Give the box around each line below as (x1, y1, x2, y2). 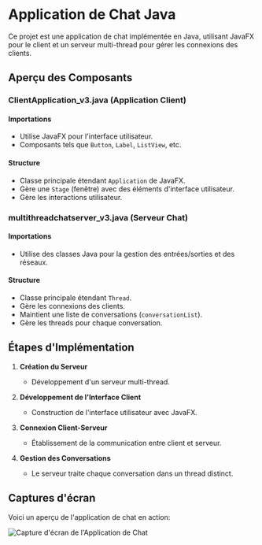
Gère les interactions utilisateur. (19, 192, 123, 202)
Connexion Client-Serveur (19, 423, 108, 432)
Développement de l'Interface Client (19, 392, 142, 402)
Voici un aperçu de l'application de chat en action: (8, 512, 171, 521)
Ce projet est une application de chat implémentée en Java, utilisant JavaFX (8, 32, 254, 41)
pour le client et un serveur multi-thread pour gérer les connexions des (8, 39, 238, 49)
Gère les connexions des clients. (19, 301, 126, 310)
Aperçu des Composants (8, 71, 133, 84)
